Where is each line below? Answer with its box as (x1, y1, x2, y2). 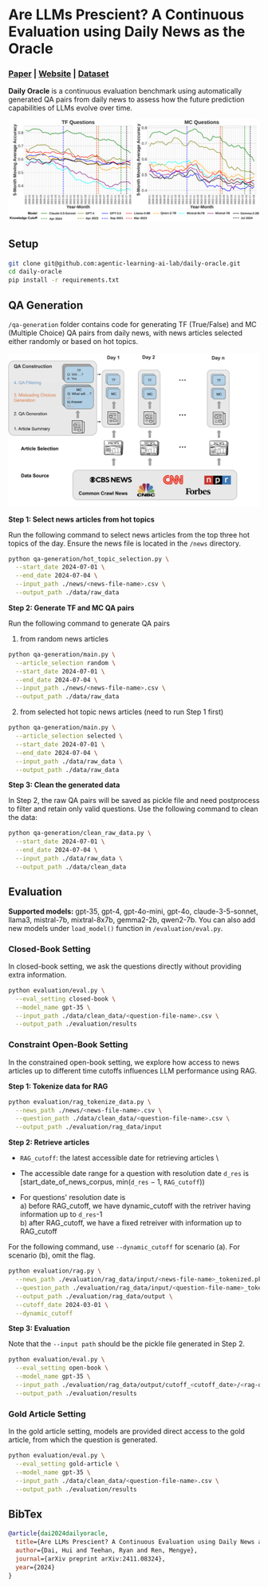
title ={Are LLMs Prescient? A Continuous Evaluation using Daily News (15, 1538, 255, 1546)
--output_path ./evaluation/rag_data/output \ (15, 1292, 173, 1301)
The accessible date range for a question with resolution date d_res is (19, 1169, 250, 1178)
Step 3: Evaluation (8, 1324, 70, 1333)
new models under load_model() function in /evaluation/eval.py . (8, 923, 223, 933)
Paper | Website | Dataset (8, 68, 109, 79)
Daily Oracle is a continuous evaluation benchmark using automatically (8, 86, 242, 96)
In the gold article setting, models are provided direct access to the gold (8, 1426, 245, 1437)
